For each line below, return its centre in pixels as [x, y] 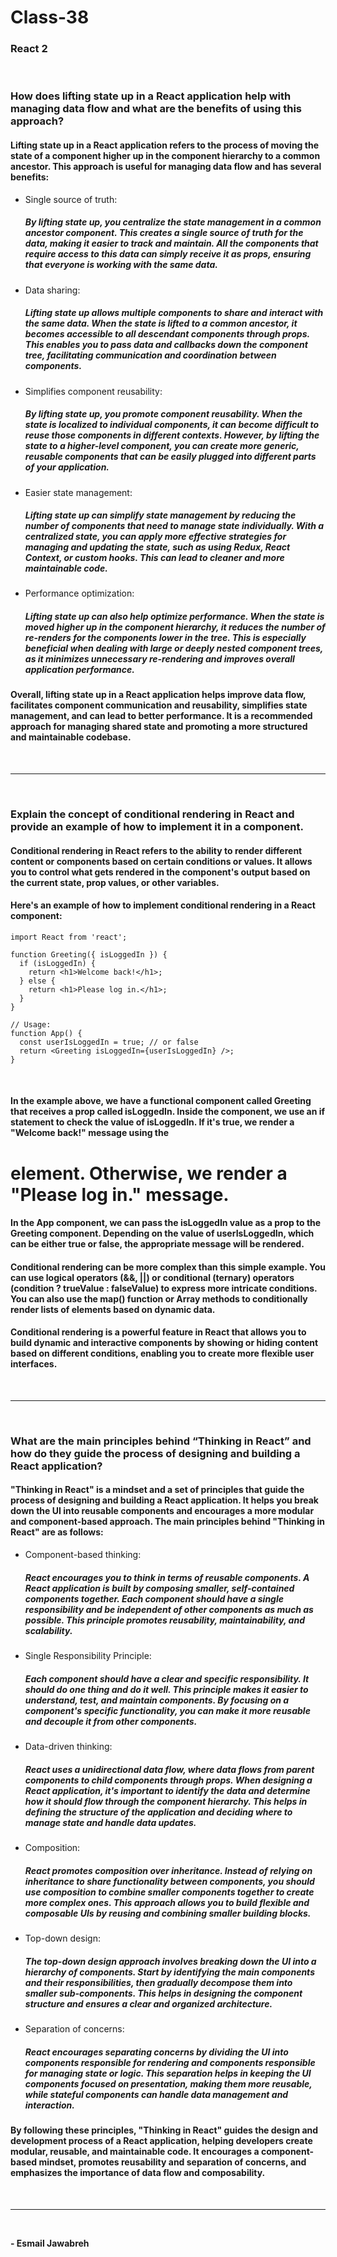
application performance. [79, 670]
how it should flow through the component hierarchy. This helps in [166, 1801]
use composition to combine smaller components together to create [169, 1892]
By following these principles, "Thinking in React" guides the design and [164, 2130]
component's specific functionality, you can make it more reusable [167, 1710]
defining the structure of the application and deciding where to [158, 1812]
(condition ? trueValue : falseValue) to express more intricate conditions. [164, 1288]
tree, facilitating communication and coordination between [150, 355]
